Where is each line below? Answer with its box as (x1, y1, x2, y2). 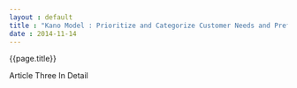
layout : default (9, 12, 73, 22)
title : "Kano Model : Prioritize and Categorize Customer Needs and (9, 21, 271, 30)
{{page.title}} (9, 54, 57, 64)
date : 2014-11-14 (9, 29, 77, 38)
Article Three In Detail (9, 70, 88, 81)
